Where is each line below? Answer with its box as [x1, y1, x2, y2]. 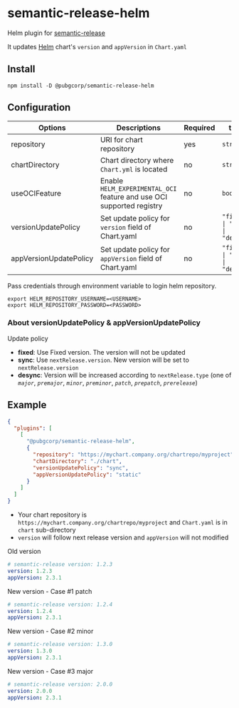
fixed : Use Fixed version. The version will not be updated [17, 348, 186, 356]
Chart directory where [100, 155, 174, 165]
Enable [100, 176, 123, 186]
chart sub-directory [17, 526, 76, 535]
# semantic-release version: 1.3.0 [7, 641, 113, 648]
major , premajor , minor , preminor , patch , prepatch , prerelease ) [17, 378, 198, 387]
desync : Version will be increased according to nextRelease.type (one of [17, 370, 232, 379]
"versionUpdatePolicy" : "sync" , [33, 464, 129, 472]
